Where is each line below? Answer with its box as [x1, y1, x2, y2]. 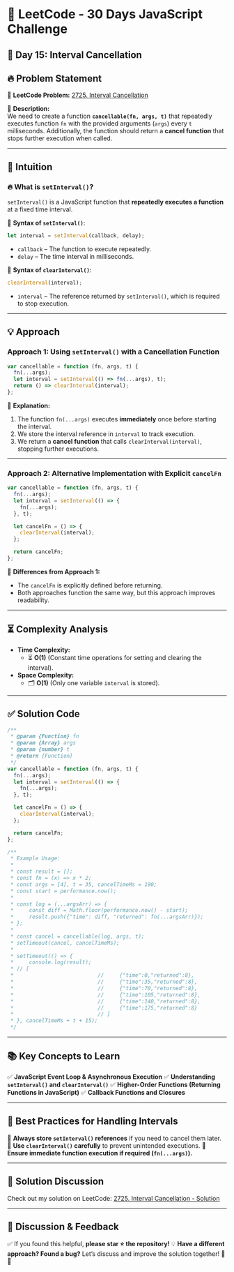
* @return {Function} [10, 753, 73, 760]
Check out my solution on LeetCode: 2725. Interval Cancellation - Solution [7, 1194, 220, 1202]
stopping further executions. [17, 444, 100, 453]
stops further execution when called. [7, 134, 113, 142]
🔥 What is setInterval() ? [7, 181, 94, 191]
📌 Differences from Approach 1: [7, 567, 100, 576]
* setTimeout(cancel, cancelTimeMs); [10, 939, 120, 946]
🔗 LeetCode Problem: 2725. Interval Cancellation [7, 91, 148, 100]
